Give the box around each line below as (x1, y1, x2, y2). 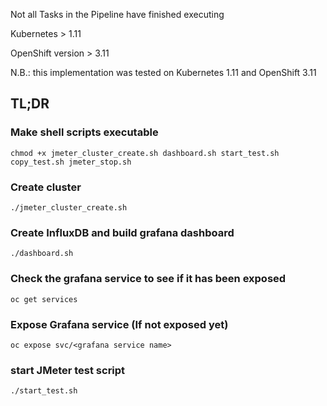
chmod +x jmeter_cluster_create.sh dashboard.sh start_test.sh (10, 148, 280, 158)
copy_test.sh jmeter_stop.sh (10, 157, 132, 167)
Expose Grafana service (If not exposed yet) (10, 317, 229, 331)
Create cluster (10, 180, 82, 194)
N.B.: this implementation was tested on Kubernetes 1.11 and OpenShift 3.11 (10, 67, 317, 78)
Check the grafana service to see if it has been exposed (10, 272, 287, 286)
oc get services (10, 294, 78, 304)
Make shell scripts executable (10, 125, 159, 139)
